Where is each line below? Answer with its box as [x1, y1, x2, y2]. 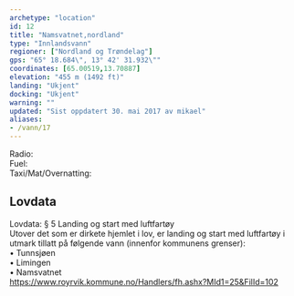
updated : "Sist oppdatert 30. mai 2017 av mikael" [9, 107, 206, 116]
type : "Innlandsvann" [9, 38, 92, 48]
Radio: [9, 148, 34, 159]
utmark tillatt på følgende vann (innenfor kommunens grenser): [9, 238, 247, 249]
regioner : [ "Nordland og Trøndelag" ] [9, 47, 153, 56]
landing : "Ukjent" [9, 81, 79, 90]
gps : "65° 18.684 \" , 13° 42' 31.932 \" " [9, 56, 162, 65]
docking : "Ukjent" [9, 89, 79, 98]
